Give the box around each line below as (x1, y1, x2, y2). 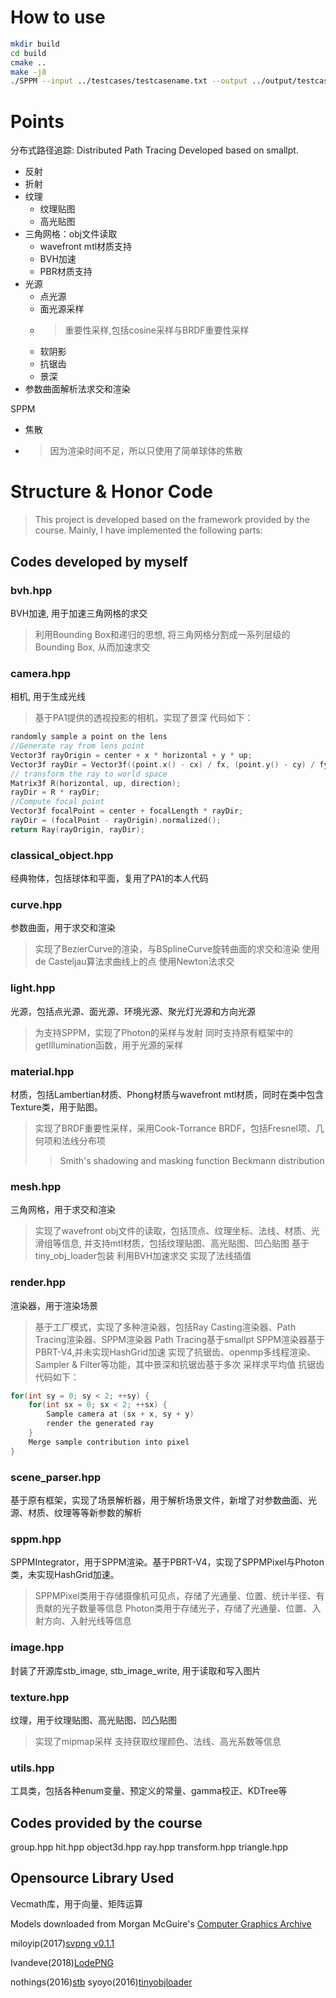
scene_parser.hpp (10, 1470, 102, 1484)
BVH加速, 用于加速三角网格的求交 (10, 607, 148, 619)
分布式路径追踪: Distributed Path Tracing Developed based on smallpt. (10, 144, 299, 156)
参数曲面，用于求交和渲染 (10, 922, 116, 934)
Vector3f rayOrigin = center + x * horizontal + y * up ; (10, 750, 253, 760)
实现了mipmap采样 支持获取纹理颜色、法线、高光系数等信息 (34, 1735, 282, 1747)
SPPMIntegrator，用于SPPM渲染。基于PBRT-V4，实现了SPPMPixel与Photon (10, 1556, 325, 1568)
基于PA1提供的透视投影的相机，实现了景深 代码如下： (34, 712, 254, 724)
